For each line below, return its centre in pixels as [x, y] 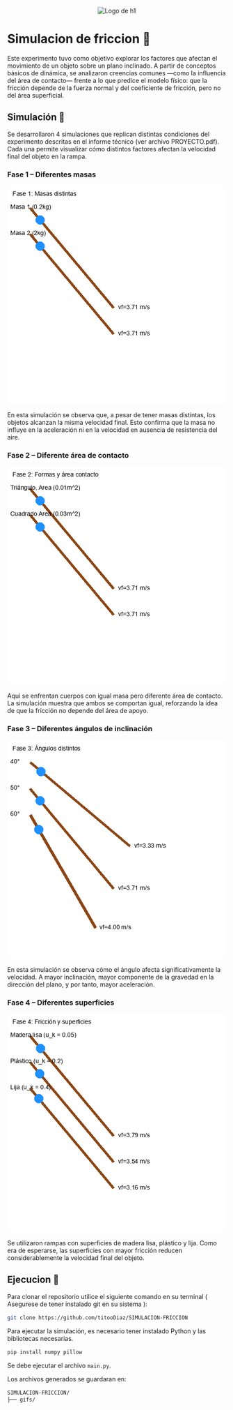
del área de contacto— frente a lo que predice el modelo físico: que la [107, 80]
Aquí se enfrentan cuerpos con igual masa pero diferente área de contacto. [115, 696]
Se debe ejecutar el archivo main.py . [59, 1365]
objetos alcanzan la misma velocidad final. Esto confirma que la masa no [111, 423]
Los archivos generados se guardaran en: [67, 1379]
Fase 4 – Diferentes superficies [61, 1003]
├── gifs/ [22, 1400]
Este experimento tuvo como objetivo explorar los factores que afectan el [112, 58]
